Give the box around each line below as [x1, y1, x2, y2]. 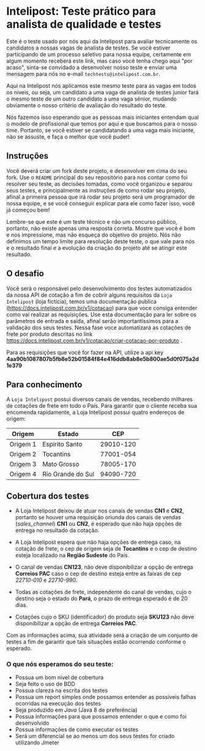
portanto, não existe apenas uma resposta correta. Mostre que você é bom [6, 224, 196, 232]
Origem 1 [9, 440, 37, 449]
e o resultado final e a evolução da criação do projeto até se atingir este [6, 244, 188, 251]
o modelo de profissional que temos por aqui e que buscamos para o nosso [6, 120, 197, 127]
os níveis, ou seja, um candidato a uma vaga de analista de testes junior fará [6, 88, 199, 96]
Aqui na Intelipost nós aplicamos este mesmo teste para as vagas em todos [6, 82, 197, 90]
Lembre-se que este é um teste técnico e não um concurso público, [6, 218, 177, 225]
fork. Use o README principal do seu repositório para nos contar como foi [6, 173, 188, 181]
